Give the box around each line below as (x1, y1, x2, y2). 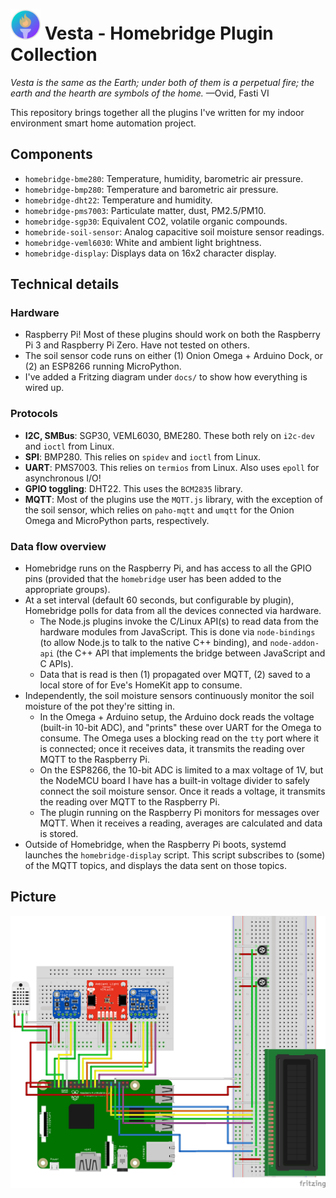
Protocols (10, 407, 59, 421)
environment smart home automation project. (10, 117, 197, 129)
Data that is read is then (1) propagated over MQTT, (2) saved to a (39, 669, 311, 681)
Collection (10, 44, 98, 66)
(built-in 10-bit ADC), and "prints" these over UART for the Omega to (39, 722, 322, 734)
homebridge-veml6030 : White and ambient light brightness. (24, 236, 262, 248)
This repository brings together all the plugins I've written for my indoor (10, 106, 305, 118)
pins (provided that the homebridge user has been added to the (24, 573, 282, 585)
